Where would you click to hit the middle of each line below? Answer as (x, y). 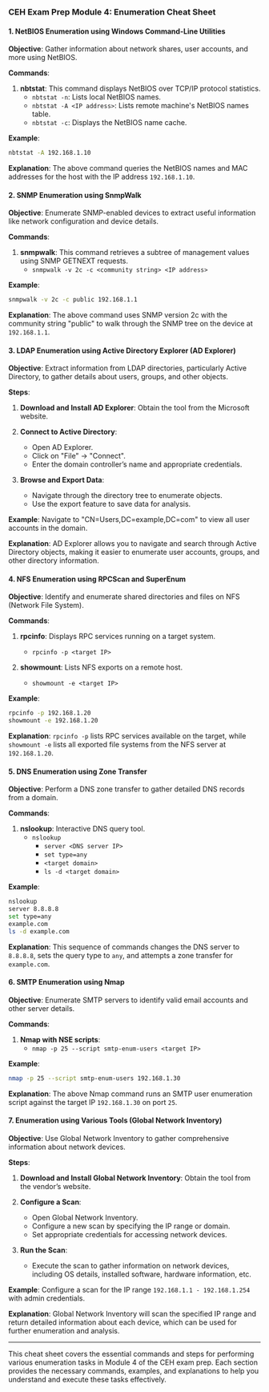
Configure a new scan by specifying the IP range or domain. (131, 1226)
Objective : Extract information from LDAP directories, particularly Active (127, 368)
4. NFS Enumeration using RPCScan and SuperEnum (97, 579)
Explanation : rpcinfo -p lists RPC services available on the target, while (127, 736)
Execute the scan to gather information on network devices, (130, 1266)
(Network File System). (46, 605)
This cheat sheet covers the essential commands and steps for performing (131, 1354)
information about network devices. (67, 1147)
